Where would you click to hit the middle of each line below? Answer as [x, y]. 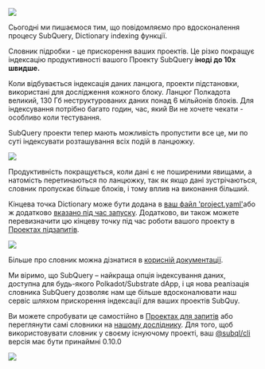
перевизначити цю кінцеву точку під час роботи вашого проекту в [121, 221]
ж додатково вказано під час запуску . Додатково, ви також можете [124, 212]
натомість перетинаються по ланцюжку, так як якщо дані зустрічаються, [132, 180]
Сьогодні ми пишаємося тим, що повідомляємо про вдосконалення [124, 27]
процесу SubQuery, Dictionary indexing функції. [88, 35]
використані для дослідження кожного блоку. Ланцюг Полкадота [119, 92]
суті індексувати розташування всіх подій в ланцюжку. [101, 141]
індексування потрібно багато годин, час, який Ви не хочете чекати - [126, 109]
